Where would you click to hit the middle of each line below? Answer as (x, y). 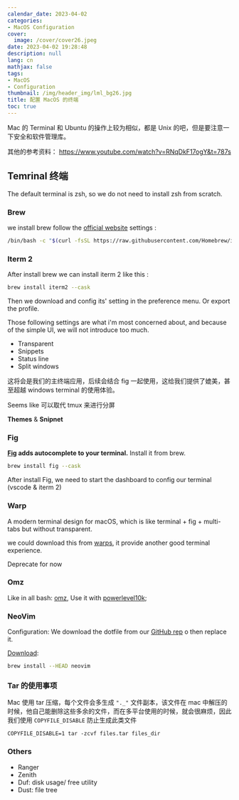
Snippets (31, 351)
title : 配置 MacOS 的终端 (43, 100)
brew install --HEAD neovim (49, 666)
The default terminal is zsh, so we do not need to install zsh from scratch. (115, 193)
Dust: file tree (38, 789)
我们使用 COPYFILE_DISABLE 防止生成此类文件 (72, 720)
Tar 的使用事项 (32, 686)
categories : (25, 21)
